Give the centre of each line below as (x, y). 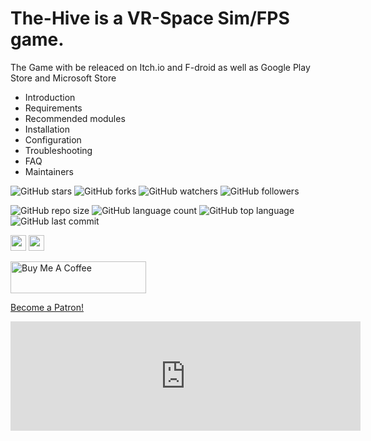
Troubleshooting (58, 150)
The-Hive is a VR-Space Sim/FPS (150, 18)
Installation (47, 129)
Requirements (53, 108)
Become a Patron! (47, 307)
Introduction (50, 97)
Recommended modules (75, 118)
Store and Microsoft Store (63, 78)
